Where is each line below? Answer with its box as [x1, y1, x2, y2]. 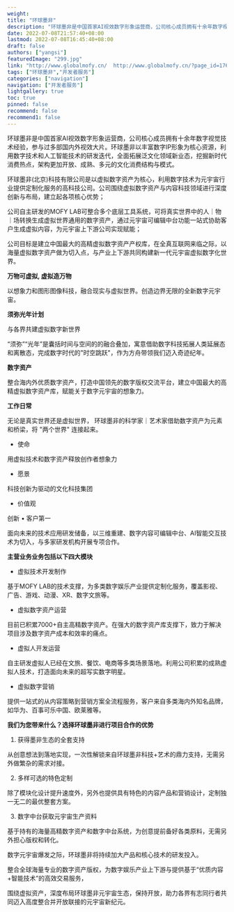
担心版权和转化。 [13, 835, 63, 844]
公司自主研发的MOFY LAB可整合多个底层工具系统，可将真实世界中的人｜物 [7, 207, 221, 215]
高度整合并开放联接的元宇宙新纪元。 [25, 897, 130, 906]
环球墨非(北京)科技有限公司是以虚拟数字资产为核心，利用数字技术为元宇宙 [7, 175, 219, 183]
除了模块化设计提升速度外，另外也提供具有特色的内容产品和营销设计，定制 [7, 789, 221, 797]
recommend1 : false [7, 114, 61, 121]
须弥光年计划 [7, 310, 44, 318]
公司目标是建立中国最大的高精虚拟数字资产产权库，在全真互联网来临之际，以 [7, 239, 227, 248]
